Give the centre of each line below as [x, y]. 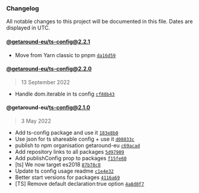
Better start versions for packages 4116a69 [67, 177]
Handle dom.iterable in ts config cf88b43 [65, 94]
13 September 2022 [45, 82]
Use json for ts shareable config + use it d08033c [75, 139]
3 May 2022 [36, 121]
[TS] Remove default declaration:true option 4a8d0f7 [79, 183]
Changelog [23, 8]
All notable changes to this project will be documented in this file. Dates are [100, 22]
